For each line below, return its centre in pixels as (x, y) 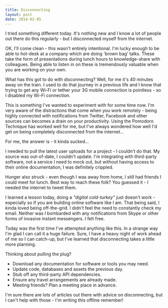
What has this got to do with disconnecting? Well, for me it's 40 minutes (79, 80)
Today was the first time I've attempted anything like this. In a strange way (82, 228)
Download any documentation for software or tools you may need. (80, 264)
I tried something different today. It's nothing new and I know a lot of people (83, 34)
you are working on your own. (36, 70)
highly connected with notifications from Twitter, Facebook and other (76, 116)
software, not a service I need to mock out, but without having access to (80, 162)
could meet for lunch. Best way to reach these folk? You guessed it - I (77, 182)
